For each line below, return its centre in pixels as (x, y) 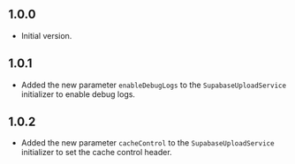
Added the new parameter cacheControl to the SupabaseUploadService (147, 143)
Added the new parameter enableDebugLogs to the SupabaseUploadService (154, 85)
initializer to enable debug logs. (78, 94)
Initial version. (46, 35)
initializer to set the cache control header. (97, 153)
